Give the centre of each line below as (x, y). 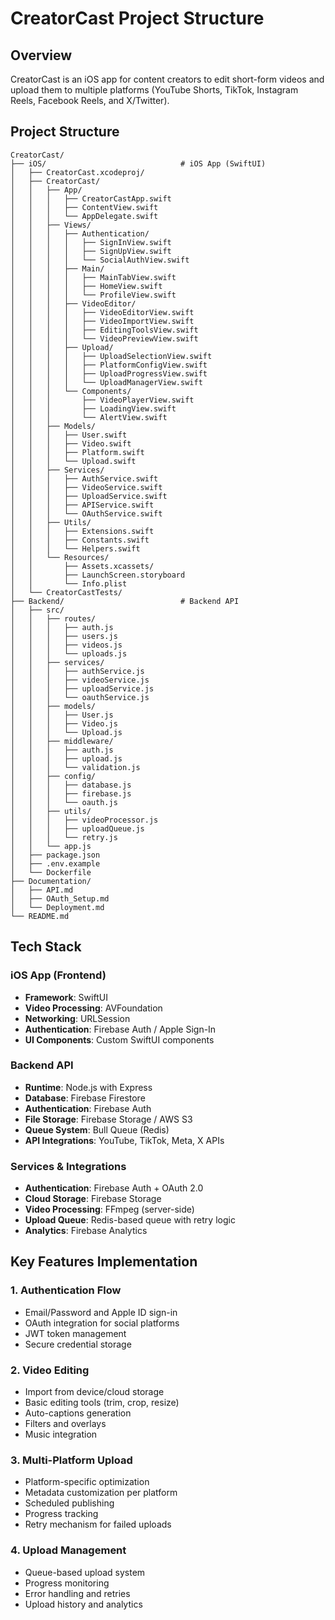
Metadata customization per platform (101, 1493)
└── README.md (40, 916)
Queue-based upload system (85, 1572)
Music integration (61, 1434)
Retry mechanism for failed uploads (98, 1524)
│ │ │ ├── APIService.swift (82, 505)
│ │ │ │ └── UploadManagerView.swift (106, 382)
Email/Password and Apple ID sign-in (101, 1312)
